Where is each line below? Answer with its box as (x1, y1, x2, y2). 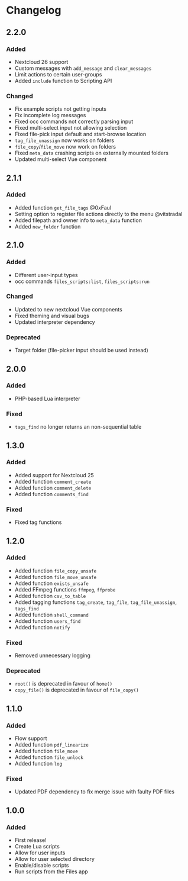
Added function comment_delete (14, 484, 92, 491)
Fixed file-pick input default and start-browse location (14, 131, 147, 138)
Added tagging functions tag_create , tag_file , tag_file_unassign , (14, 599, 177, 606)
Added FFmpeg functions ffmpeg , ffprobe (14, 586, 116, 593)
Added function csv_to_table (14, 592, 86, 599)
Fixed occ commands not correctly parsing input (14, 118, 134, 125)
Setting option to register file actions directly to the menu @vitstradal (14, 210, 183, 217)
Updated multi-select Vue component (14, 156, 107, 163)
